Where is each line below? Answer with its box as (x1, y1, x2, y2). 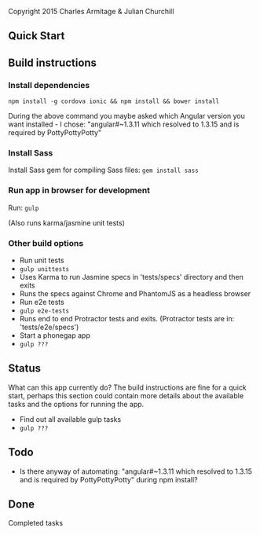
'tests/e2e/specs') (19, 322, 79, 332)
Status (8, 361, 42, 376)
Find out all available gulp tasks (19, 414, 122, 423)
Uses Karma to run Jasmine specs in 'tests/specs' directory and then (19, 272, 244, 281)
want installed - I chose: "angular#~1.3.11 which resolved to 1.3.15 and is (8, 119, 240, 129)
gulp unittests (19, 265, 70, 273)
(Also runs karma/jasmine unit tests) (8, 218, 126, 227)
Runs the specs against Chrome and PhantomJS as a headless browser (19, 288, 251, 298)
